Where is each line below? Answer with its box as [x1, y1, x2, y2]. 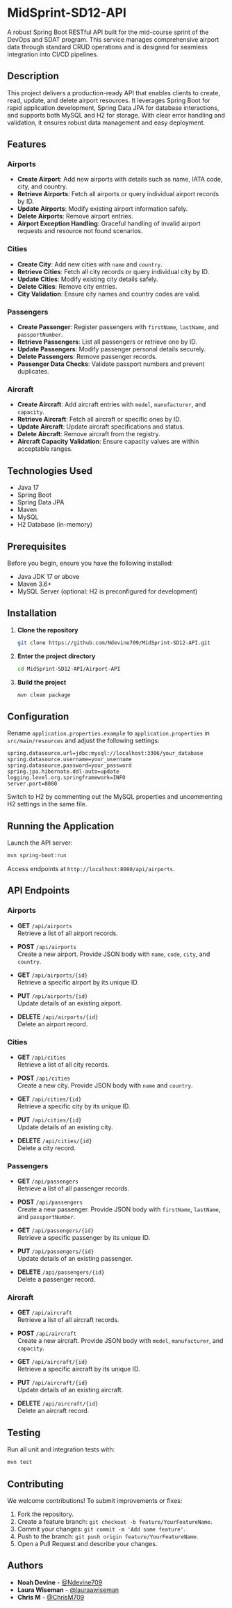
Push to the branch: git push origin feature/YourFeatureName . [17, 1532, 199, 1541]
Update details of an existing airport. [17, 998, 122, 1007]
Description [7, 70, 59, 82]
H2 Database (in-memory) [17, 520, 92, 529]
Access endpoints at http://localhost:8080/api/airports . [7, 864, 175, 873]
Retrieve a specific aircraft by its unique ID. [17, 1365, 140, 1374]
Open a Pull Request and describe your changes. [17, 1539, 158, 1547]
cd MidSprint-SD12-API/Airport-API [17, 665, 121, 672]
